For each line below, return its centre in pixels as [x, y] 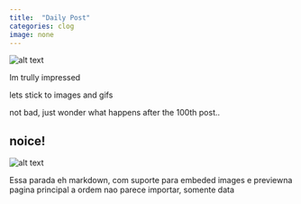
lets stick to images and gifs [61, 95]
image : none [32, 34]
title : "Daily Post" [50, 18]
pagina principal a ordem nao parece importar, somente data [122, 190]
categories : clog [42, 26]
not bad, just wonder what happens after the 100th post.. [115, 113]
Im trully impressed [45, 78]
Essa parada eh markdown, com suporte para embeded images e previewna [151, 181]
